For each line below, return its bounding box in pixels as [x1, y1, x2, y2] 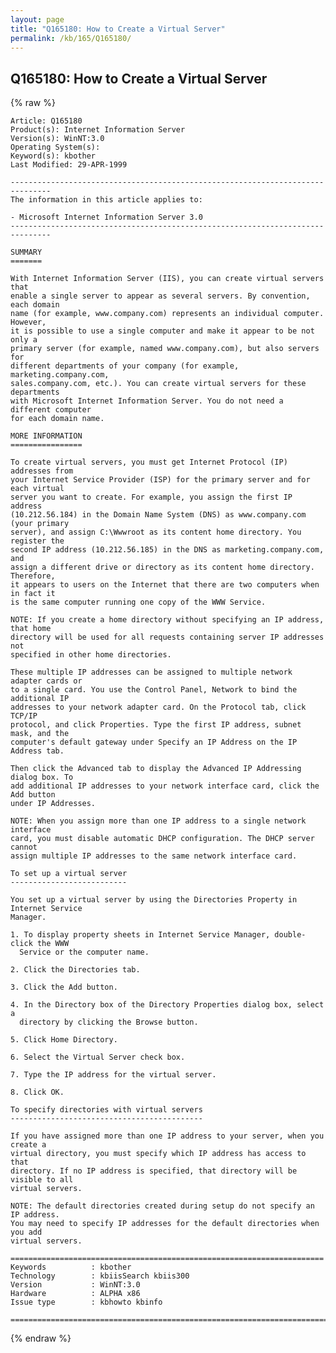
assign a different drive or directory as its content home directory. [10, 562, 315, 573]
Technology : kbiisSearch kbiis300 [10, 1271, 190, 1281]
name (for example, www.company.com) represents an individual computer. [10, 309, 325, 319]
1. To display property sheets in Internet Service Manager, [10, 930, 271, 940]
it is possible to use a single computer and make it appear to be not [10, 326, 315, 336]
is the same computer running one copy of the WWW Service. [10, 597, 267, 608]
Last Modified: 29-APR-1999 [10, 160, 128, 170]
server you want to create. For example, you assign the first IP [10, 492, 293, 503]
